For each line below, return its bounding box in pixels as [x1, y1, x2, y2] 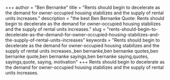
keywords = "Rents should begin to [86, 37, 160, 43]
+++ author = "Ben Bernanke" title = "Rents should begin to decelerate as [5, 5, 160, 10]
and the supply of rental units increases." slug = [5, 26, 106, 32]
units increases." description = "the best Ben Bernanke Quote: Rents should [5, 15, 164, 21]
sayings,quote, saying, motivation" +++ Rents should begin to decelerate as [5, 59, 165, 65]
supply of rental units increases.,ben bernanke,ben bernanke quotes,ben [5, 48, 158, 54]
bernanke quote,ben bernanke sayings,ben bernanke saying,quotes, [5, 53, 149, 59]
